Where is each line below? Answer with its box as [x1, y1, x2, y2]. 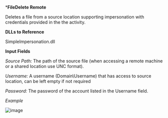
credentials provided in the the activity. [5, 19, 86, 25]
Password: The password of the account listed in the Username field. [5, 88, 148, 94]
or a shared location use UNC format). [5, 63, 84, 69]
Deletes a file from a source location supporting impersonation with [5, 14, 144, 19]
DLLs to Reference [5, 29, 44, 34]
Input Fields [5, 48, 31, 54]
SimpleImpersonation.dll [5, 38, 55, 44]
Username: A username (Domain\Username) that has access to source [5, 73, 151, 79]
